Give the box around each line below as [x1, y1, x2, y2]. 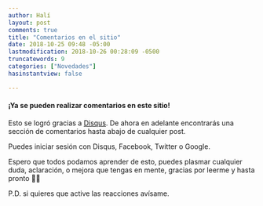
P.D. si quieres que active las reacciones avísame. [8, 189, 170, 198]
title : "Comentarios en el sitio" [8, 33, 122, 42]
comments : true [8, 26, 58, 34]
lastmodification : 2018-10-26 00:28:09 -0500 [8, 48, 159, 56]
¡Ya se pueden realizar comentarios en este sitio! [8, 101, 170, 110]
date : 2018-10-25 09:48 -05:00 [8, 41, 111, 49]
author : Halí [8, 11, 51, 20]
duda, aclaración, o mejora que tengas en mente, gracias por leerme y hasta [8, 165, 255, 175]
